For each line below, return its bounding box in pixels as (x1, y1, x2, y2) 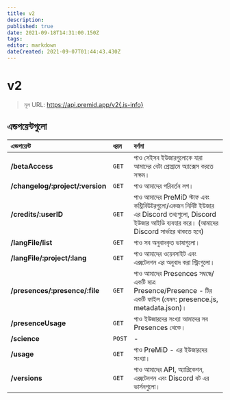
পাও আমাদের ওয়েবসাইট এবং (133, 248, 196, 258)
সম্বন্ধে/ (199, 268, 214, 278)
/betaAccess (10, 161, 53, 171)
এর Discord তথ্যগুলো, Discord (133, 209, 217, 219)
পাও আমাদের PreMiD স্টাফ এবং (133, 192, 210, 202)
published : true (7, 23, 53, 30)
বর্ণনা (133, 141, 144, 151)
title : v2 (7, 10, 36, 17)
